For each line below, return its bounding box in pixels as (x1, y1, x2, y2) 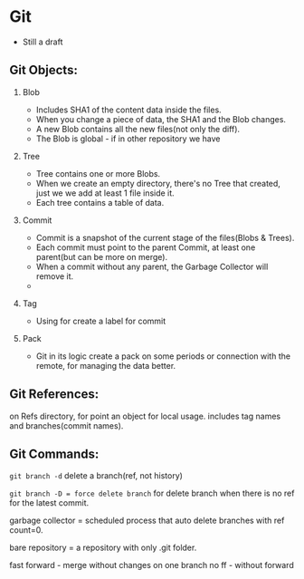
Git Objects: (9, 63, 79, 78)
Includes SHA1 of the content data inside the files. (35, 104, 222, 115)
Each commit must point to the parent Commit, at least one (35, 242, 256, 253)
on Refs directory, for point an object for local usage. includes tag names (9, 410, 281, 421)
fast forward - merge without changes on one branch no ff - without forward (9, 560, 294, 571)
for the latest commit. (9, 497, 90, 508)
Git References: (9, 387, 100, 402)
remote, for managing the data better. (35, 360, 176, 371)
